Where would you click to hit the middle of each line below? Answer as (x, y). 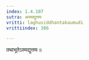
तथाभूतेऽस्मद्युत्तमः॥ (24, 50)
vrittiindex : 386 (28, 28)
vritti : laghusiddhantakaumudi (45, 22)
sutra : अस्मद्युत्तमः (24, 17)
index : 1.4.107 (25, 11)
